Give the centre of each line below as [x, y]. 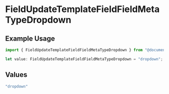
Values [16, 75]
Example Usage [30, 38]
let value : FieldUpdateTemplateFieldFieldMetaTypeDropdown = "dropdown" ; [84, 59]
